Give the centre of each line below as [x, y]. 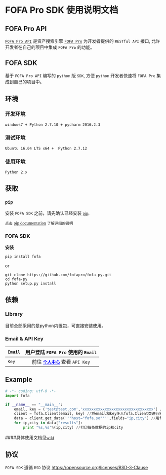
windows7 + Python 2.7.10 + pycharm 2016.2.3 [53, 125]
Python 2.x [16, 172]
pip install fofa [23, 257]
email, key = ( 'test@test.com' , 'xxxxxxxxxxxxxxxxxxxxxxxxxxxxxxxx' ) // [89, 409]
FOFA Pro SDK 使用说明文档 [62, 10]
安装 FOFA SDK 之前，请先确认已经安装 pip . [47, 213]
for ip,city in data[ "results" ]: [48, 423]
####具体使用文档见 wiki [30, 438]
